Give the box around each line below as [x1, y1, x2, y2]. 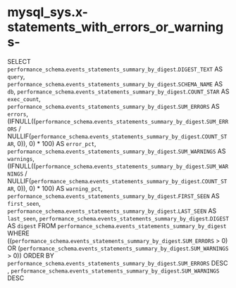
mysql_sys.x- [7, 4, 88, 20]
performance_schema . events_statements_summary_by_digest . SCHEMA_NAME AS [7, 79, 223, 88]
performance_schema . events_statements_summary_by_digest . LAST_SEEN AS [7, 207, 217, 215]
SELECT [7, 57, 31, 65]
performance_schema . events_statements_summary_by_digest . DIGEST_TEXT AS [7, 65, 223, 73]
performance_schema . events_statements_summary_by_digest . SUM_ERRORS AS [7, 102, 220, 110]
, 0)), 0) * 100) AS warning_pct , [13, 184, 103, 192]
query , [7, 72, 25, 81]
